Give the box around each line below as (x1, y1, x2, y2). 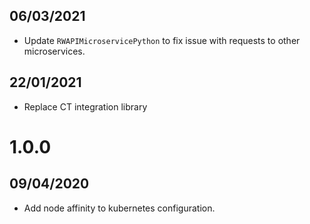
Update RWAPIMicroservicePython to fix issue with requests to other (23, 34, 301, 46)
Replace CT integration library (23, 100, 148, 113)
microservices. (23, 45, 86, 57)
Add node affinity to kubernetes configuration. (23, 202, 216, 214)
